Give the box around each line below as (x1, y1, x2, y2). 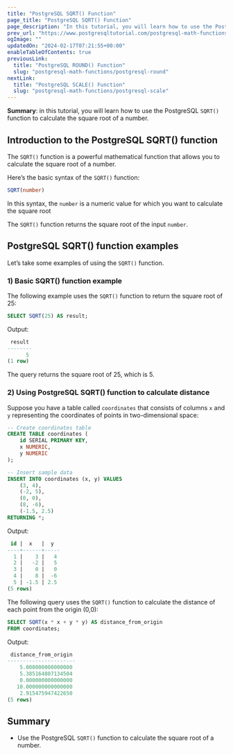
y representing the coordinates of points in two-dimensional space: (7, 411, 199, 419)
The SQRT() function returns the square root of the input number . (7, 220, 189, 228)
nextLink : (7, 74, 36, 82)
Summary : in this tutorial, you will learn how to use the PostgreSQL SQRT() (7, 107, 220, 115)
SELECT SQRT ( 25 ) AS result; (7, 312, 89, 319)
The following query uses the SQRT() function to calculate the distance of (7, 597, 216, 606)
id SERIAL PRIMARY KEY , (19, 437, 89, 444)
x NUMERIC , (19, 443, 51, 451)
